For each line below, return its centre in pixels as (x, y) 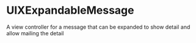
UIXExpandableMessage (70, 10)
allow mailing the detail (35, 33)
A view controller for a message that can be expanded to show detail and (98, 27)
